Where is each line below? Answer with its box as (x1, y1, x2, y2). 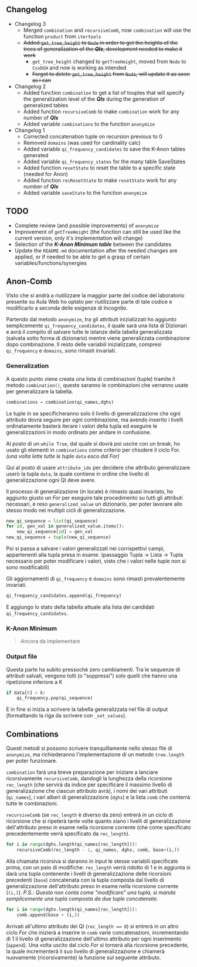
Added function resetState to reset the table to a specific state (23, 164, 176, 171)
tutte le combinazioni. (6, 800, 59, 807)
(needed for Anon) (23, 170, 69, 177)
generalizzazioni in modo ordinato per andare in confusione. (6, 428, 152, 436)
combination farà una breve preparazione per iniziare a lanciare (6, 769, 158, 776)
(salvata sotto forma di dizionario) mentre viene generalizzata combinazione (6, 335, 191, 342)
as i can (32, 77, 52, 84)
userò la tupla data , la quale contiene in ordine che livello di (6, 470, 150, 477)
